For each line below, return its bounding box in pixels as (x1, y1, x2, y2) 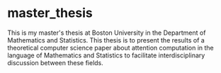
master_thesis (7, 5, 93, 21)
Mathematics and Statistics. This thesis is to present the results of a (7, 35, 205, 44)
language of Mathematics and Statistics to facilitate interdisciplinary (7, 51, 205, 60)
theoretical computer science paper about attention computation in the (7, 43, 214, 52)
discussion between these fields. (7, 58, 104, 67)
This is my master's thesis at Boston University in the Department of (7, 28, 206, 37)
